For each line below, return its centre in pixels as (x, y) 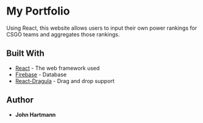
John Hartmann (35, 115)
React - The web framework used (57, 68)
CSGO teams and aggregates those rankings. (63, 34)
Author (20, 100)
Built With (25, 54)
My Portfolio (38, 11)
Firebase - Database (41, 75)
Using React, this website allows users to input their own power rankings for (101, 28)
